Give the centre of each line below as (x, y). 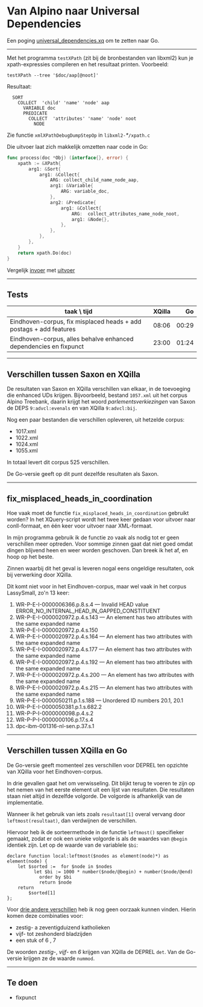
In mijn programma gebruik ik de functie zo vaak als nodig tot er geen (93, 538)
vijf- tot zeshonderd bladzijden (54, 934)
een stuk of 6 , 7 (36, 940)
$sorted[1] (42, 893)
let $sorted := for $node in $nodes (65, 866)
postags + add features (43, 329)
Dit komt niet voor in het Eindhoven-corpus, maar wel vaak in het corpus (97, 586)
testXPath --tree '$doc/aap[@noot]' (53, 75)
